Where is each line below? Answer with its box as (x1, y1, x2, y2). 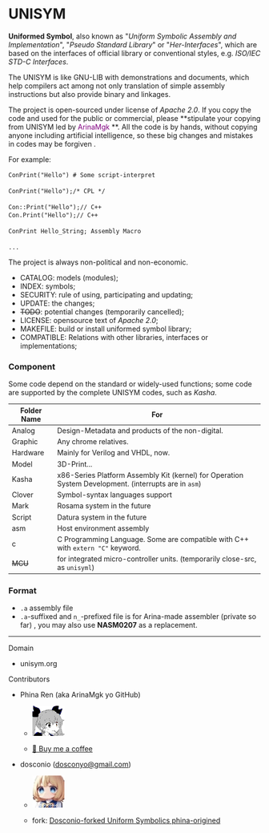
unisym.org (19, 659, 58, 669)
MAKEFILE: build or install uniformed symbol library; (19, 324, 192, 334)
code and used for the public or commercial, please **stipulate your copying (8, 113, 261, 123)
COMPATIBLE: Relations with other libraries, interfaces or (19, 332, 209, 342)
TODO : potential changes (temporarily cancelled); (19, 306, 184, 317)
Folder (19, 406, 42, 415)
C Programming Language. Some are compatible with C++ (57, 535, 250, 544)
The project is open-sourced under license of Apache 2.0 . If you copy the (8, 105, 252, 115)
